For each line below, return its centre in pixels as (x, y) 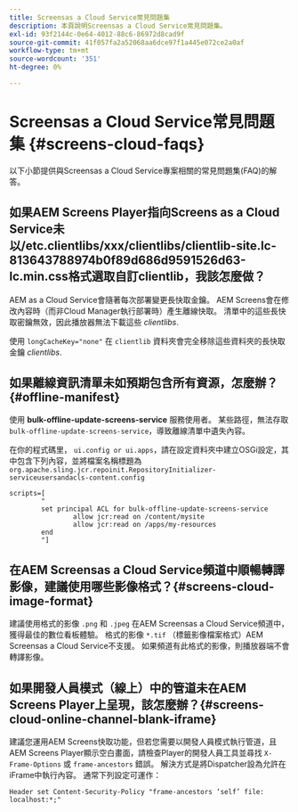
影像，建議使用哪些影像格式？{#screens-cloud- (142, 586)
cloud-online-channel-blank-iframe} (113, 719)
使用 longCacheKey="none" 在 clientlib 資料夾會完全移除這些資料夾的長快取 (148, 340)
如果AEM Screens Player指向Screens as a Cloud (145, 213)
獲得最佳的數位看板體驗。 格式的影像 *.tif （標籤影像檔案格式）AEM (137, 635)
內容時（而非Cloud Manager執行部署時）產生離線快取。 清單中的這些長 (147, 311)
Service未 (37, 230)
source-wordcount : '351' (55, 59)
